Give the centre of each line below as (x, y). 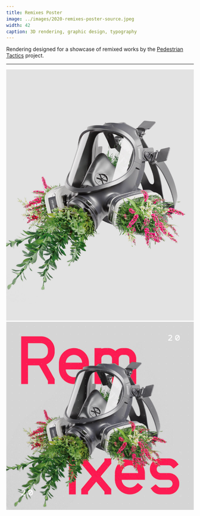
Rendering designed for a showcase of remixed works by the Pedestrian (95, 49)
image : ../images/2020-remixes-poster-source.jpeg (70, 19)
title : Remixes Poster (34, 13)
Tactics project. (25, 56)
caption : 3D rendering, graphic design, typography (71, 32)
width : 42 (18, 25)
